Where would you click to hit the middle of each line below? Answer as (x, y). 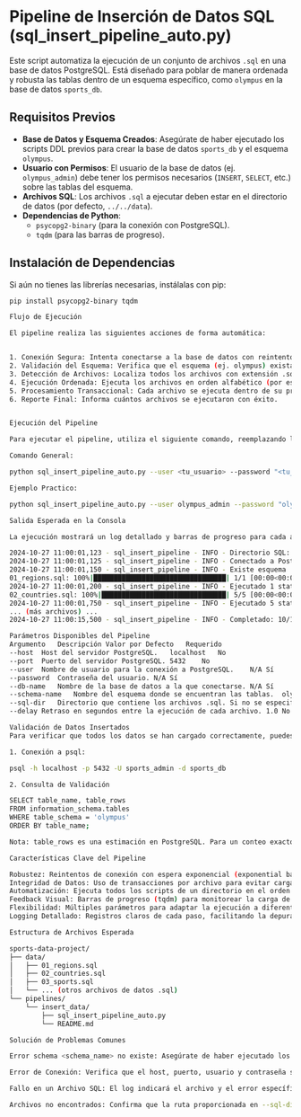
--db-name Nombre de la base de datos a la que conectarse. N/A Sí (142, 686)
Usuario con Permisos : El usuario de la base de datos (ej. (129, 167)
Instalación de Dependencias (92, 263)
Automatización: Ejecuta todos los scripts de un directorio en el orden (150, 891)
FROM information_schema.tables (69, 809)
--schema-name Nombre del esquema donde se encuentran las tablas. (142, 695)
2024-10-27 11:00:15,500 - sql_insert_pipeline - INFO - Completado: (142, 620)
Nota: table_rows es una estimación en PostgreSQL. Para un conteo (138, 842)
